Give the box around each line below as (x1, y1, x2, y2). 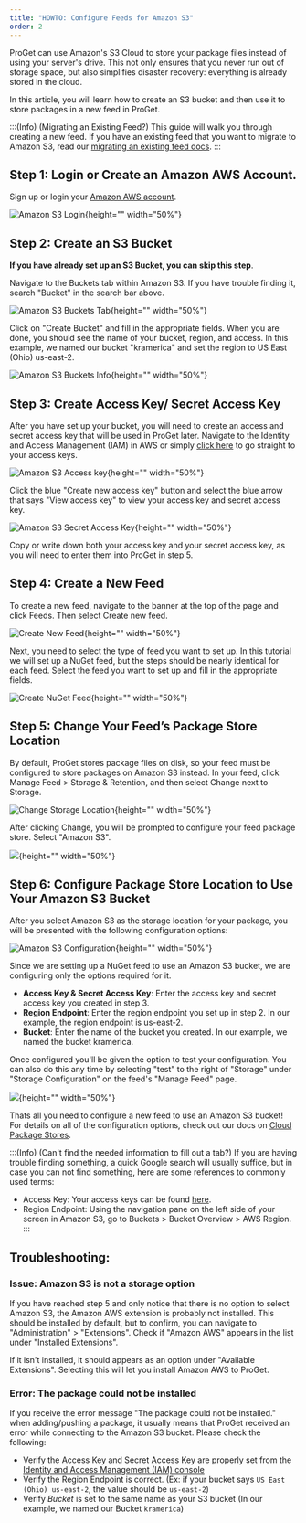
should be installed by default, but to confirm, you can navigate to (9, 1317, 258, 1328)
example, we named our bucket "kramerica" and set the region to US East (9, 342, 288, 353)
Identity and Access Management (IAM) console (22, 1464, 206, 1475)
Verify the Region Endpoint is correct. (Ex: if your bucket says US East (22, 1474, 286, 1486)
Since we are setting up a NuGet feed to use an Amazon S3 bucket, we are (9, 961, 290, 972)
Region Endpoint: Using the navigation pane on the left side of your (22, 1204, 276, 1215)
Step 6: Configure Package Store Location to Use (9, 877, 294, 892)
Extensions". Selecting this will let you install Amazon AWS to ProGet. (9, 1364, 269, 1376)
